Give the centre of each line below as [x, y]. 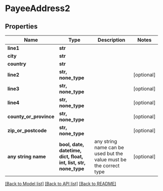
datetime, [70, 151]
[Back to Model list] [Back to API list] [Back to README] [61, 184]
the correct [107, 166]
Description [112, 40]
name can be [109, 147]
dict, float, [71, 157]
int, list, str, [72, 163]
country [17, 64]
